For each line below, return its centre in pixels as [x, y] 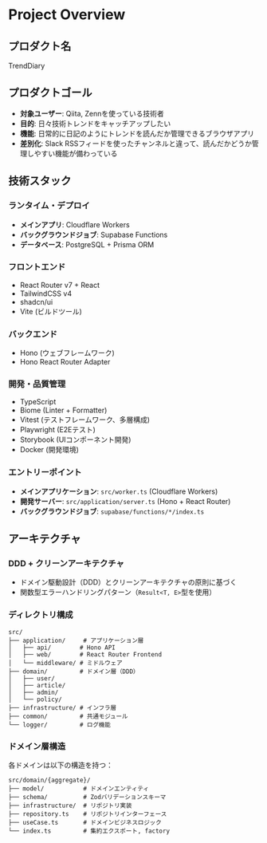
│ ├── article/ [37, 685]
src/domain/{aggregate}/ [49, 780]
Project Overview [67, 15]
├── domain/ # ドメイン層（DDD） [74, 672]
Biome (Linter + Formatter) [63, 410]
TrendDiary [27, 66]
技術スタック [40, 181]
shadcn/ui [36, 301]
